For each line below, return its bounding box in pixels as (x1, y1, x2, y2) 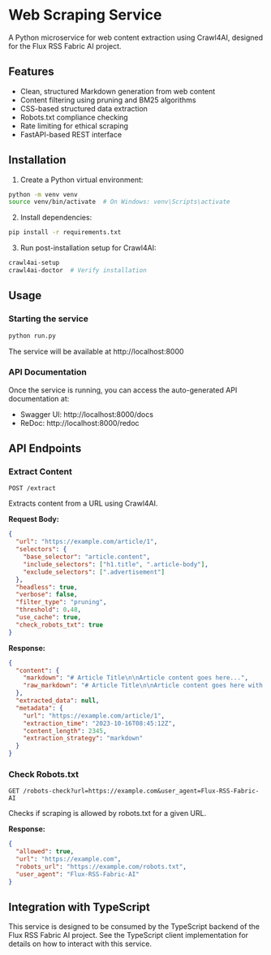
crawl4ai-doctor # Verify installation (8, 267, 148, 275)
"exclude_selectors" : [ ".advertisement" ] (23, 567, 165, 576)
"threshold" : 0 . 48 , (15, 606, 82, 614)
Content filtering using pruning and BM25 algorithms (19, 95, 196, 105)
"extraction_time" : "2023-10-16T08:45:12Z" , (23, 719, 176, 727)
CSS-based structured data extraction (19, 103, 148, 113)
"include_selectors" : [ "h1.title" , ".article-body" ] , (23, 560, 209, 568)
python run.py (8, 332, 57, 340)
